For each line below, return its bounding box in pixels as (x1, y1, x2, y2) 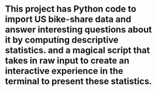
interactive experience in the (5, 66, 123, 76)
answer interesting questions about (5, 24, 152, 35)
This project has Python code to (5, 3, 137, 15)
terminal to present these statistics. (5, 76, 152, 87)
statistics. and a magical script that (5, 45, 150, 56)
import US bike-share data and (5, 14, 131, 25)
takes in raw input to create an (5, 55, 130, 66)
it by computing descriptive (5, 35, 119, 46)
